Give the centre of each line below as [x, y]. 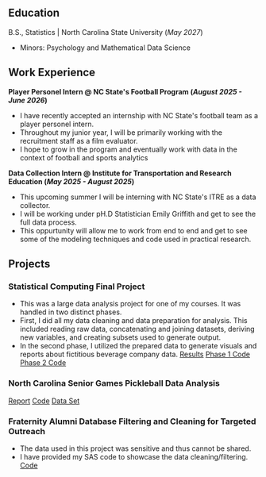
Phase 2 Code [43, 363]
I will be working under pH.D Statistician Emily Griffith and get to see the [138, 213]
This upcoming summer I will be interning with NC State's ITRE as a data [138, 197]
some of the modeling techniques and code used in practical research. [135, 239]
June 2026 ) [28, 100]
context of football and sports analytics [84, 157]
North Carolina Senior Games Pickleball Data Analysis [114, 383]
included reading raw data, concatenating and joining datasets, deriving [137, 329]
